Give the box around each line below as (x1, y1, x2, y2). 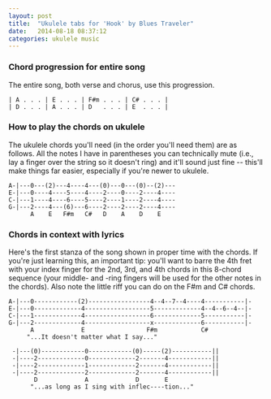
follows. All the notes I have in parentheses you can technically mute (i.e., (8, 148, 254, 158)
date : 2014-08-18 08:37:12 (8, 27, 107, 35)
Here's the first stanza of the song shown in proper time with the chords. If (8, 247, 258, 257)
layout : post (8, 11, 53, 20)
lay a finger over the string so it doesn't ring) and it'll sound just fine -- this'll (8, 157, 264, 167)
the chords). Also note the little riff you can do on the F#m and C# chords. (8, 282, 256, 292)
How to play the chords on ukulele (8, 121, 145, 132)
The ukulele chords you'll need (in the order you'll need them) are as (8, 140, 238, 150)
